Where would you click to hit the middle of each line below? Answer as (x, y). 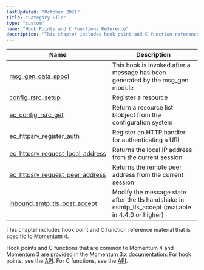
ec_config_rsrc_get (36, 115)
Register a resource (140, 97)
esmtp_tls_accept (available (151, 208)
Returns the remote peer (147, 167)
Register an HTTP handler (149, 133)
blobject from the (137, 115)
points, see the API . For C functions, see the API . (67, 261)
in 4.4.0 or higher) (138, 215)
